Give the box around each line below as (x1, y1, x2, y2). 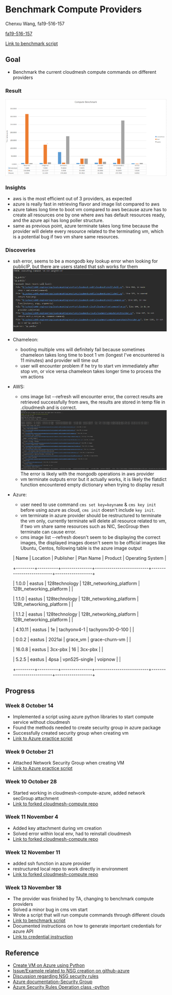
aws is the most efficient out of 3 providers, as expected (12, 196, 132, 202)
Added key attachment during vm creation (12, 825, 102, 831)
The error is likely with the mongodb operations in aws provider (20, 471, 155, 477)
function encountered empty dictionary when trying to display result (20, 482, 164, 488)
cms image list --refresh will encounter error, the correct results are (20, 393, 163, 399)
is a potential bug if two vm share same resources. (12, 234, 119, 240)
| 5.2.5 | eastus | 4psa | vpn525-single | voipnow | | (12, 656, 121, 662)
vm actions (20, 373, 44, 380)
